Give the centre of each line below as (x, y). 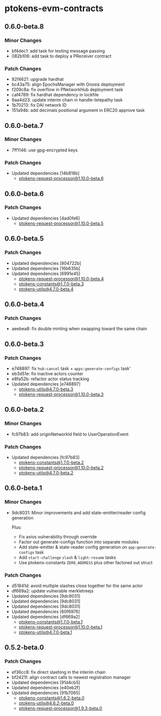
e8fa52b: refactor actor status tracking (50, 379)
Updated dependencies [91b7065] (46, 693)
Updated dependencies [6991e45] (46, 274)
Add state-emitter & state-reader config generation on (73, 547)
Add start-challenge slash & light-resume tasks (67, 557)
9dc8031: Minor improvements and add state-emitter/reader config (79, 513)
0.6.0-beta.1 (23, 488)
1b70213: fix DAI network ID (39, 105)
